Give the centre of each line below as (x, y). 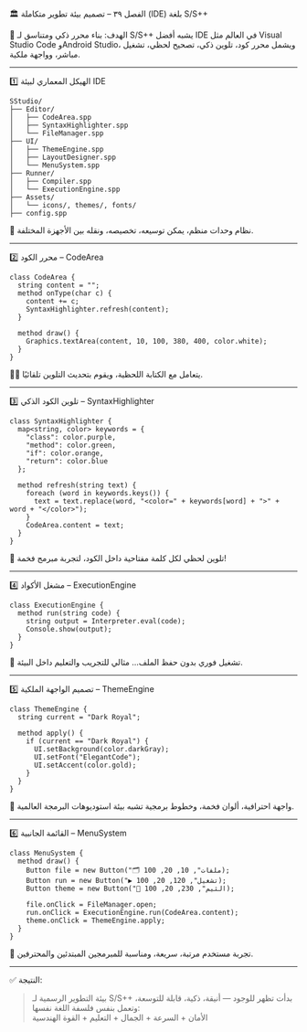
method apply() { (51, 733)
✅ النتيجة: (26, 980)
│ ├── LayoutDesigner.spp (63, 157)
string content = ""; (59, 285)
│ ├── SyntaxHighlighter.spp (69, 125)
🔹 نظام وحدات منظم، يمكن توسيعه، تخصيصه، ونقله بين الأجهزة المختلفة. (132, 230)
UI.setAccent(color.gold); (85, 765)
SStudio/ (26, 101)
